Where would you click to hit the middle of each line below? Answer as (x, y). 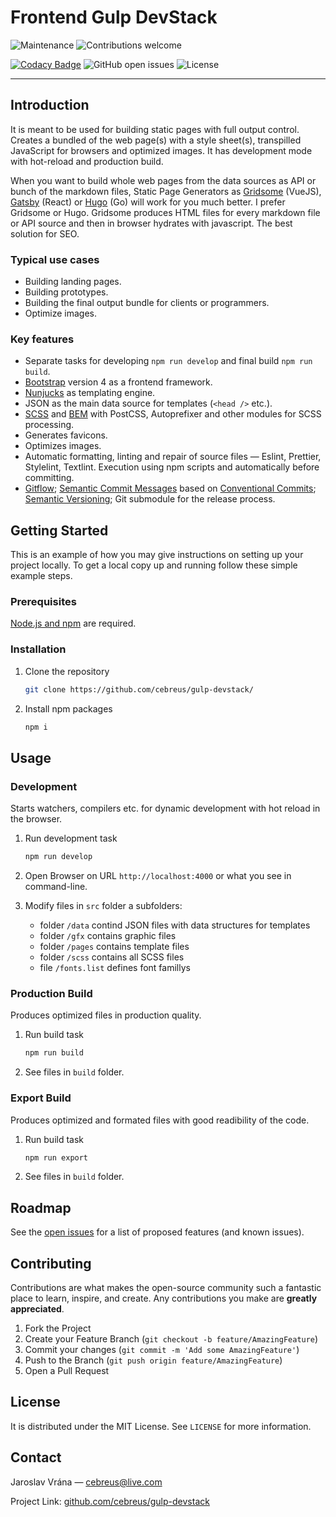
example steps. (41, 576)
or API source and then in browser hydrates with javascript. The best (151, 223)
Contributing (51, 1263)
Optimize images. (61, 313)
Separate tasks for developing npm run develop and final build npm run (168, 361)
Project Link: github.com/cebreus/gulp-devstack (110, 1501)
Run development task (71, 838)
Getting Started (59, 530)
